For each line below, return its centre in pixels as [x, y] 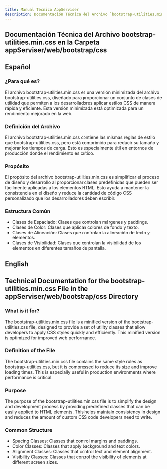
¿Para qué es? [23, 81]
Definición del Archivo [33, 126]
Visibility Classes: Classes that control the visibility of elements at [79, 457]
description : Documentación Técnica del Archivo [56, 14]
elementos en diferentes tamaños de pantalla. [59, 248]
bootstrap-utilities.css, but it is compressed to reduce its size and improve [81, 367]
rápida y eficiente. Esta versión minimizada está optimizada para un [74, 108]
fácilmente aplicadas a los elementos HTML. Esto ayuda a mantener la [77, 188]
